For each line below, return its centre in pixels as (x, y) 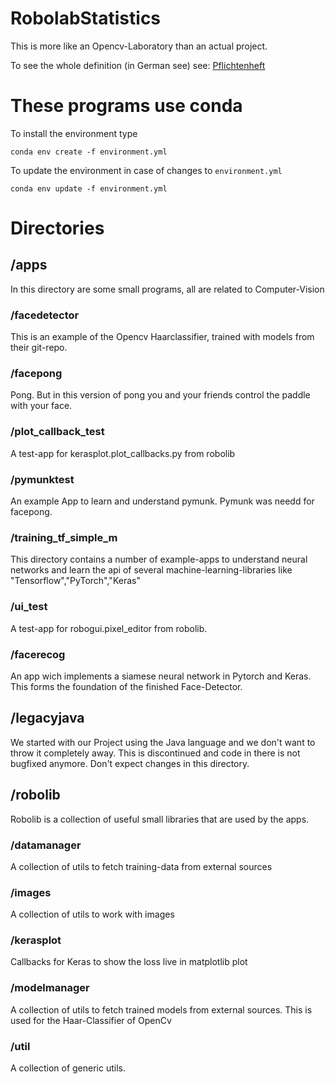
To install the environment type (74, 133)
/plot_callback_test (57, 432)
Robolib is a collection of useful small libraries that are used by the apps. (160, 819)
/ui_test (29, 607)
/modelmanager (50, 988)
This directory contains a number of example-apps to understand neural (159, 559)
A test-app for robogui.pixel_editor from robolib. (109, 628)
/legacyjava (47, 718)
